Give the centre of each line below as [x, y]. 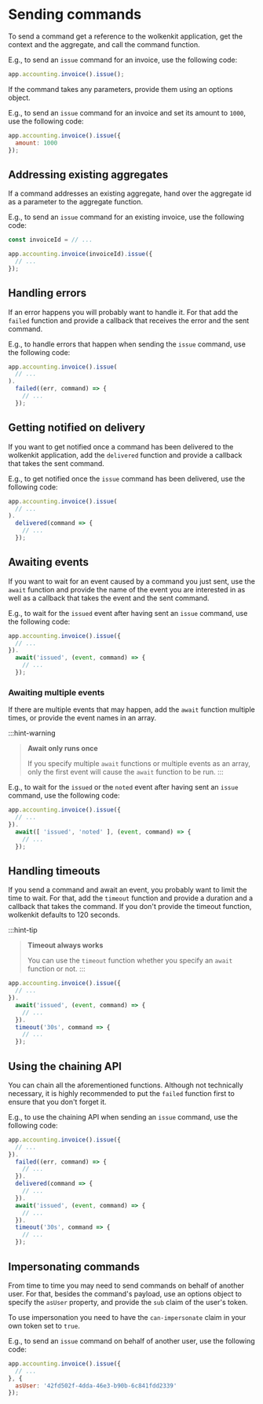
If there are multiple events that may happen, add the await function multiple [131, 709]
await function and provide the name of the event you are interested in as [127, 589]
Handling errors [47, 293]
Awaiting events [48, 562]
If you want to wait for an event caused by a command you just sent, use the [131, 581]
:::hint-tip [23, 930]
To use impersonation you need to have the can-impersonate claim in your [127, 1317]
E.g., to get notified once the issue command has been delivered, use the [127, 478]
